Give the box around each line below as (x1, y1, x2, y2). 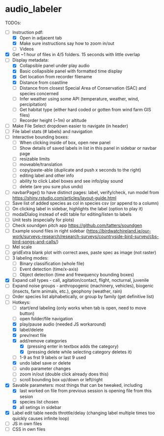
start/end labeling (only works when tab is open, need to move (19, 304, 146, 311)
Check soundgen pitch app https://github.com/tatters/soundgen (12, 222, 142, 228)
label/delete (19, 327, 44, 333)
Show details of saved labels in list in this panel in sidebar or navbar (19, 145, 157, 151)
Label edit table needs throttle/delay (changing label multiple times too (12, 410, 155, 416)
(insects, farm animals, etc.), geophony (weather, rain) (12, 288, 122, 294)
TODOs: (5, 20, 21, 26)
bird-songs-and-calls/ (12, 238, 57, 244)
